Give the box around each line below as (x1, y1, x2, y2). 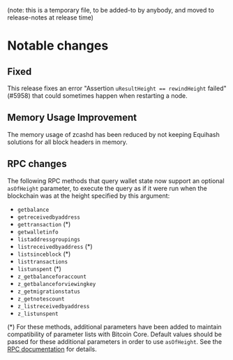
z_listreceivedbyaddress (17, 303, 90, 310)
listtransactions (17, 258, 68, 265)
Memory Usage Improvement (7, 112, 137, 124)
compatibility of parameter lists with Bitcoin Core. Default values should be (7, 330, 222, 338)
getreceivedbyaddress (17, 213, 80, 221)
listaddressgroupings (17, 236, 80, 243)
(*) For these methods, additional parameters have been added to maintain (7, 322, 222, 331)
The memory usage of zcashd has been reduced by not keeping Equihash (7, 130, 220, 138)
